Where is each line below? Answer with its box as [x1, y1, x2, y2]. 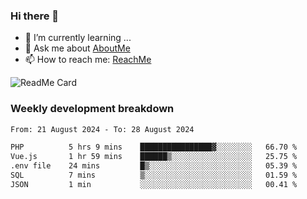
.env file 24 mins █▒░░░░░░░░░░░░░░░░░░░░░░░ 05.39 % [10, 161, 298, 171]
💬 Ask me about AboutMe [24, 42, 131, 54]
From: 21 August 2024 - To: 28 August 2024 [10, 124, 195, 134]
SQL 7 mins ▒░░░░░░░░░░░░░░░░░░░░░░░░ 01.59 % [10, 170, 298, 181]
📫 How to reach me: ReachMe [24, 54, 152, 66]
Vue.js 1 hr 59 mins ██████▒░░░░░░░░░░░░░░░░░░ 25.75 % [10, 152, 298, 162]
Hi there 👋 [10, 9, 60, 23]
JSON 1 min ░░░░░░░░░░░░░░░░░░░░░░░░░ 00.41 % [10, 179, 298, 189]
